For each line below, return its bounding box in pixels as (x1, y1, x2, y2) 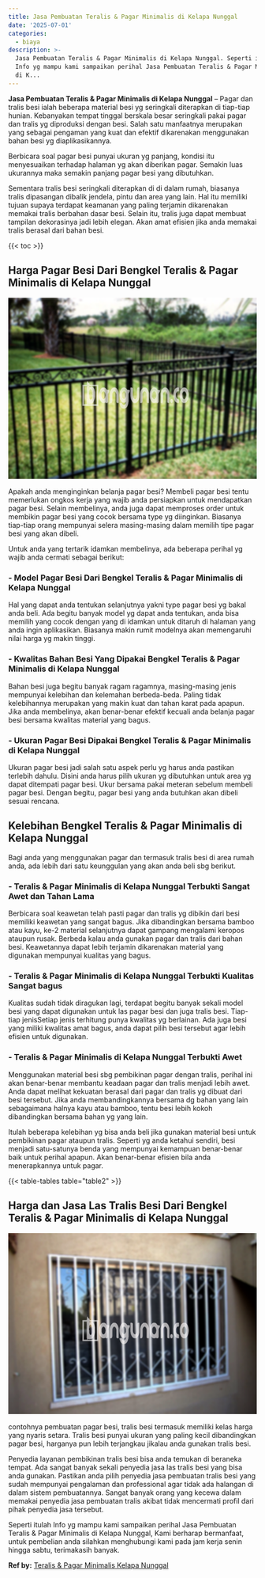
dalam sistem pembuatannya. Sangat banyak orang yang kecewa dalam (8, 1488, 242, 1497)
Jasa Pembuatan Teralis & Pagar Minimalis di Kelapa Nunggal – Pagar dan (8, 93, 254, 103)
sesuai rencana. (8, 796, 61, 806)
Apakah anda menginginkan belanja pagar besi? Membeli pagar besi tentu (8, 487, 249, 496)
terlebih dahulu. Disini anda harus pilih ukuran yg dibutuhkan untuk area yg (8, 771, 252, 780)
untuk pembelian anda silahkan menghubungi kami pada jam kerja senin (8, 1537, 243, 1546)
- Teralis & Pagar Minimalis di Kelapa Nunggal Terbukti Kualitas (8, 970, 255, 981)
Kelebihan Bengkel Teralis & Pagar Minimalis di (8, 819, 243, 833)
